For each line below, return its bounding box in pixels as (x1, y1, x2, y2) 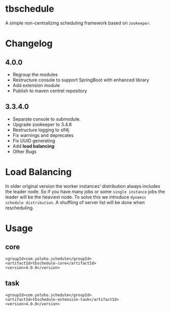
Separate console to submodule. (12, 116, 81, 122)
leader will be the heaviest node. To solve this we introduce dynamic (5, 194, 147, 200)
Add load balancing (12, 143, 55, 149)
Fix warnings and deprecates (12, 132, 74, 138)
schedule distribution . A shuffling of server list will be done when (5, 199, 145, 205)
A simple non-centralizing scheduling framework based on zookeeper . (5, 20, 151, 26)
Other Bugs (12, 148, 37, 154)
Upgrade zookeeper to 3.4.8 (12, 121, 72, 127)
